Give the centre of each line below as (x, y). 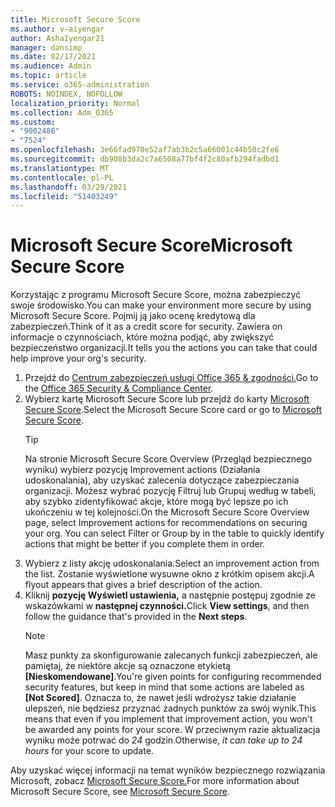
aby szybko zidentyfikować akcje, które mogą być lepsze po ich (156, 502)
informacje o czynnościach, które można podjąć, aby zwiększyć (142, 337)
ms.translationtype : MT (60, 168)
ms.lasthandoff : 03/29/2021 (69, 187)
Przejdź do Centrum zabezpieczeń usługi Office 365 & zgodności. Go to (171, 378)
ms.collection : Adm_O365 (62, 112)
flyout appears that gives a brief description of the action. (143, 585)
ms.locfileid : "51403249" (64, 196)
